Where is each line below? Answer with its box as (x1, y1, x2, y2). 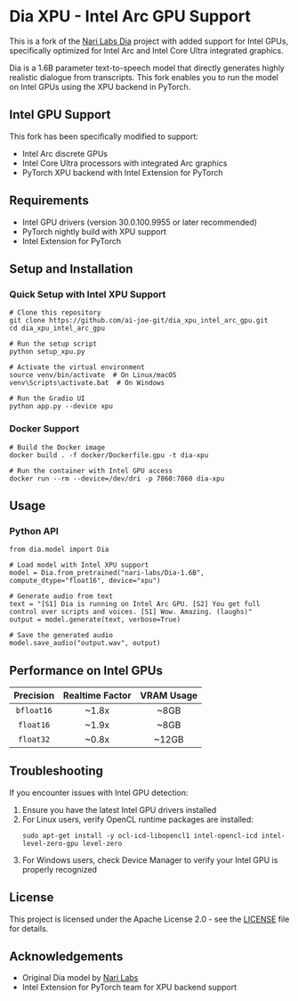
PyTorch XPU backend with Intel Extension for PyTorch (21, 167, 224, 177)
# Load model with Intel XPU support (9, 561, 149, 570)
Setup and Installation (9, 261, 133, 276)
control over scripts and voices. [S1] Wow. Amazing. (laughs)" (9, 608, 253, 617)
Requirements (9, 193, 89, 209)
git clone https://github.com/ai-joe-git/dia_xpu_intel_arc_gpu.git (9, 316, 269, 325)
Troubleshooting (9, 764, 104, 779)
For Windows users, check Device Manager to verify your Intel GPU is (21, 854, 278, 866)
